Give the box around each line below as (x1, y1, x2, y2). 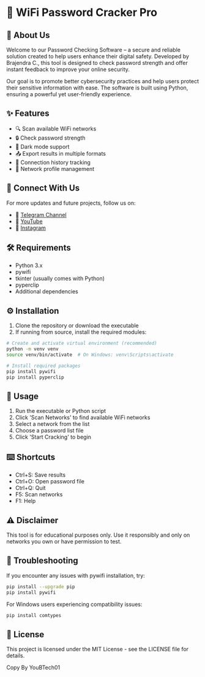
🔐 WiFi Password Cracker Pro (6, 6, 158, 20)
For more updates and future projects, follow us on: (6, 199, 136, 206)
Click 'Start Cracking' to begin (15, 433, 92, 441)
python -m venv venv (6, 346, 59, 352)
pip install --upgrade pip (6, 583, 75, 590)
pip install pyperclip (6, 374, 64, 380)
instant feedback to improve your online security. (6, 66, 130, 73)
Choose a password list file (15, 427, 84, 434)
